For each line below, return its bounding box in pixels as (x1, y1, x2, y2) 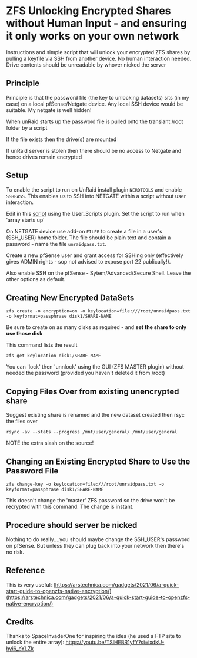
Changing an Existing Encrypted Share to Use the (6, 456, 191, 466)
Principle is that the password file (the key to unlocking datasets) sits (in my (6, 94, 189, 101)
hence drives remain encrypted (6, 153, 82, 160)
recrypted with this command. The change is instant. (6, 503, 134, 510)
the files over (6, 417, 38, 425)
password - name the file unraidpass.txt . (6, 240, 107, 247)
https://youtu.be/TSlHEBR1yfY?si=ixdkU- (65, 639, 165, 646)
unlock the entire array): (6, 639, 65, 646)
